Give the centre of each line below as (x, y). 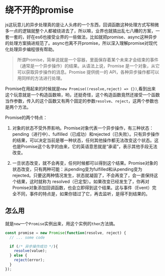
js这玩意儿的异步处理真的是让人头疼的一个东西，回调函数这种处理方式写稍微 (82, 25)
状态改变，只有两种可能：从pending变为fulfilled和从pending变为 (77, 169)
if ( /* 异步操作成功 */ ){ (34, 246)
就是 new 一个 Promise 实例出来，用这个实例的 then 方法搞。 (61, 223)
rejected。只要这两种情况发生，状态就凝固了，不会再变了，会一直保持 (83, 175)
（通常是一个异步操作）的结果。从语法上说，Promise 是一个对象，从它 (88, 66)
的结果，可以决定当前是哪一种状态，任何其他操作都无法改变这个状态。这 (85, 140)
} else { (18, 256)
